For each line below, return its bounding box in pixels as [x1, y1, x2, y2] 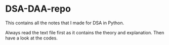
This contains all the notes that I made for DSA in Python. [5, 20, 124, 26]
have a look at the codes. [5, 35, 58, 41]
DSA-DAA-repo [5, 3, 71, 15]
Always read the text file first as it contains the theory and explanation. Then [5, 29, 164, 35]
